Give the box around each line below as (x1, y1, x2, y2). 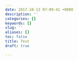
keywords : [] (5, 20, 32, 26)
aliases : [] (5, 30, 29, 35)
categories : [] (5, 16, 36, 21)
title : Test (5, 39, 29, 44)
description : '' (5, 12, 38, 17)
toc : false (5, 35, 27, 40)
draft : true (5, 43, 29, 48)
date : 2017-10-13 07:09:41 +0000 (5, 7, 74, 12)
